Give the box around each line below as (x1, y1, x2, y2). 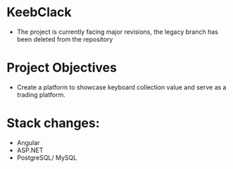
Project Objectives (6, 60, 118, 76)
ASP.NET (16, 146, 44, 154)
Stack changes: (6, 115, 100, 131)
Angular (16, 138, 40, 146)
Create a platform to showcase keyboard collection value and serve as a (16, 82, 227, 92)
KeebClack (6, 4, 72, 20)
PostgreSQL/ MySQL (16, 153, 77, 162)
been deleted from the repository (16, 35, 113, 43)
